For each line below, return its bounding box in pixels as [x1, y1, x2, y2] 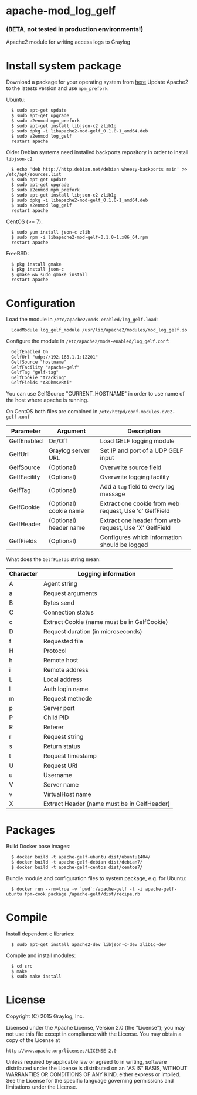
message [100, 490, 125, 498]
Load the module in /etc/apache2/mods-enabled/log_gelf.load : [6, 316, 158, 323]
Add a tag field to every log [100, 483, 175, 491]
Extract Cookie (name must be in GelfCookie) [43, 618, 168, 626]
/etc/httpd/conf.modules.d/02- [98, 409, 175, 415]
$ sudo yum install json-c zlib [11, 230, 91, 235]
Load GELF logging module [100, 437, 175, 445]
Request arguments [43, 589, 98, 598]
